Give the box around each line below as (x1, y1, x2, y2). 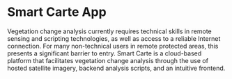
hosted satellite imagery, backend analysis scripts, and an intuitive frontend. (7, 64, 226, 72)
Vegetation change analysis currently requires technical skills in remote (7, 27, 212, 35)
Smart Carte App (7, 4, 107, 20)
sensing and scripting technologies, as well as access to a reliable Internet (7, 34, 221, 42)
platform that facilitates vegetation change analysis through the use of (7, 56, 209, 64)
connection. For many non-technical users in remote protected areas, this (7, 42, 219, 50)
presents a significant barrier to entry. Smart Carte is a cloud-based (7, 49, 202, 58)
